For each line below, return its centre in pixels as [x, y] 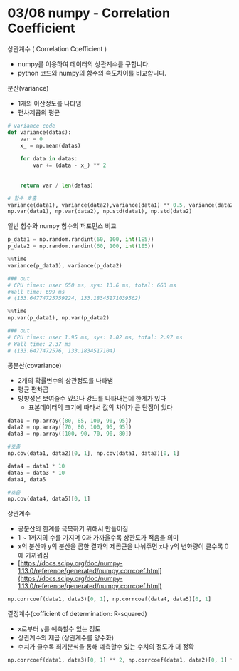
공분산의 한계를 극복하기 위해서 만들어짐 [73, 528]
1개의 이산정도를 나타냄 [49, 103]
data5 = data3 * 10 [36, 473]
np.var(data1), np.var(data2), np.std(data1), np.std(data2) [100, 212]
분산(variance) [28, 88]
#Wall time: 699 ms [36, 292]
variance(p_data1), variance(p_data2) [65, 265]
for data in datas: [49, 159]
